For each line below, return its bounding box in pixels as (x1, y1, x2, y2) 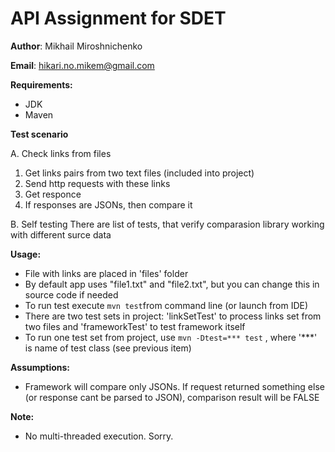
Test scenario (10, 128, 69, 140)
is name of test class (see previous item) (24, 342, 192, 354)
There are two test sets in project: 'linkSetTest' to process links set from (24, 310, 322, 322)
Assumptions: (10, 361, 71, 373)
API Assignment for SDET (10, 7, 227, 30)
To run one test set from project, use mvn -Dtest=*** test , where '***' (24, 331, 318, 343)
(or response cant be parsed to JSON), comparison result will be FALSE (24, 391, 320, 403)
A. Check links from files (10, 147, 112, 159)
